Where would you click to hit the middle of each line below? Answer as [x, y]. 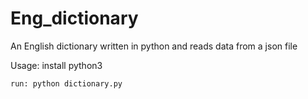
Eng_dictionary [74, 18]
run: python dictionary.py [66, 83]
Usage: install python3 [56, 65]
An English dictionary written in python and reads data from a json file [154, 46]
